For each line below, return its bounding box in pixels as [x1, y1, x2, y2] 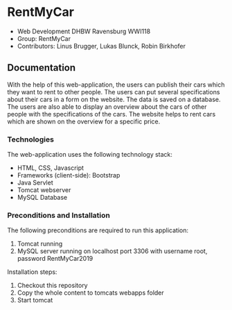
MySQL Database [17, 193, 68, 202]
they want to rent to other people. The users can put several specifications [7, 87, 220, 96]
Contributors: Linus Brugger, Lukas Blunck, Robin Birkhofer [17, 42, 186, 50]
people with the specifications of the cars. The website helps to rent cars [7, 110, 216, 118]
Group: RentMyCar [17, 34, 71, 42]
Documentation [7, 62, 76, 74]
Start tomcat [17, 296, 53, 304]
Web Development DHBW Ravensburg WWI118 [17, 27, 151, 35]
